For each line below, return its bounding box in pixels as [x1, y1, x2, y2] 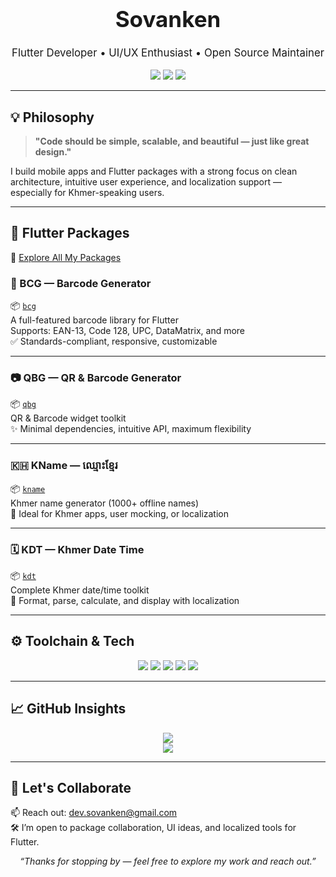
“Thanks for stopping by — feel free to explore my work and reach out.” [19, 855, 317, 868]
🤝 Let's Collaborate [10, 780, 132, 797]
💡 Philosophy [10, 109, 95, 126]
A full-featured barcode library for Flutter [10, 314, 179, 326]
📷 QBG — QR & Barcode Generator [10, 371, 182, 385]
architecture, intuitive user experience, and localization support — [10, 176, 282, 188]
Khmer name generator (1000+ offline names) [10, 497, 200, 509]
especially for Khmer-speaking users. [10, 187, 165, 199]
